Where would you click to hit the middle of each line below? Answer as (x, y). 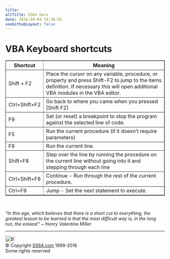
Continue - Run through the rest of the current (101, 176)
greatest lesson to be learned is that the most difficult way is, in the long (81, 219)
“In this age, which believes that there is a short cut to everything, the (78, 213)
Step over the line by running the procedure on (101, 155)
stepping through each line (78, 167)
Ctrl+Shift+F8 (25, 179)
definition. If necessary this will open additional (102, 87)
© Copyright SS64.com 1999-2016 (41, 245)
